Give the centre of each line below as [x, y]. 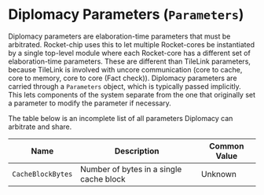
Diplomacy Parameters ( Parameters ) [126, 15]
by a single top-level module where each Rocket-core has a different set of [130, 53]
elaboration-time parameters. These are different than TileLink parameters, [130, 61]
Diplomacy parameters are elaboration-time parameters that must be [119, 36]
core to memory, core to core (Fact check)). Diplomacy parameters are [123, 78]
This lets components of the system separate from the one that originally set [132, 94]
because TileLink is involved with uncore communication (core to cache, [125, 69]
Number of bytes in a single [131, 169]
